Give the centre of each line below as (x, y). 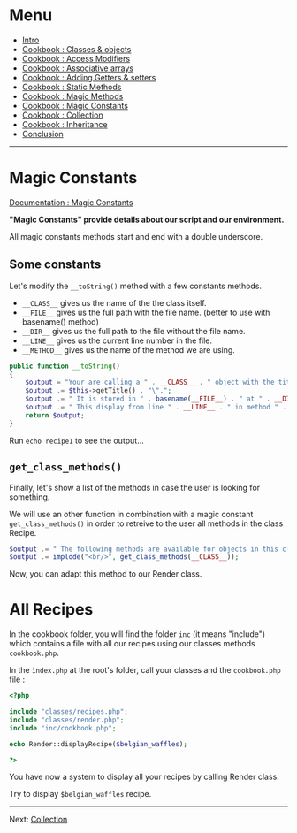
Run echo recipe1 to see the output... (76, 440)
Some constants (55, 265)
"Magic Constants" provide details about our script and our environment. (147, 219)
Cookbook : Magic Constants (75, 105)
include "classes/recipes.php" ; (69, 712)
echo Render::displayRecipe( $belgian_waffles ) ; (99, 744)
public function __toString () (65, 366)
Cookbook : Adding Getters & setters (89, 77)
